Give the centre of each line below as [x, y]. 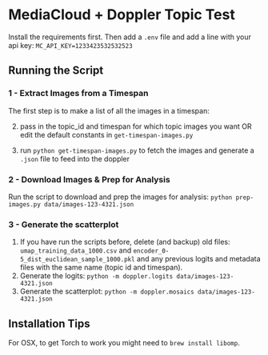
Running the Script [56, 71]
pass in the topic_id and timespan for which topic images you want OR [136, 126]
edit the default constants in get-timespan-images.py [106, 134]
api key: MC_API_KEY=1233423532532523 [71, 45]
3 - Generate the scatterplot [64, 224]
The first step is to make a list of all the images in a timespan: [109, 110]
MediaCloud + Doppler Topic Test [122, 15]
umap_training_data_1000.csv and [76, 250]
